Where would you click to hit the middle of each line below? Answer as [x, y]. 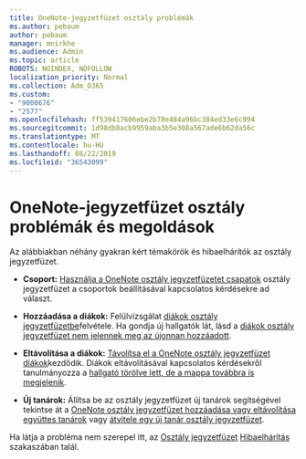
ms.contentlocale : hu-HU [57, 145]
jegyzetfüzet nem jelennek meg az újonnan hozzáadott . [127, 336]
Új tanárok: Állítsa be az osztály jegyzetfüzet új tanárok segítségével [152, 400]
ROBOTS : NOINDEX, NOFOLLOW [61, 69]
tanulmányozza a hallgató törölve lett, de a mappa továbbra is [138, 373]
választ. [37, 298]
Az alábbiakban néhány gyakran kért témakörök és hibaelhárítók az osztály [151, 252]
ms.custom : [30, 94]
